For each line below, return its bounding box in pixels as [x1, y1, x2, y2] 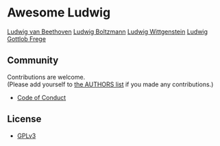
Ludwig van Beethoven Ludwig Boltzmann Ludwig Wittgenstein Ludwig [7, 27, 208, 36]
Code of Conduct [16, 93, 66, 101]
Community [7, 55, 59, 66]
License [7, 113, 42, 125]
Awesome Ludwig [7, 5, 111, 21]
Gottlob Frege [7, 34, 47, 42]
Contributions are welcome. [7, 73, 86, 81]
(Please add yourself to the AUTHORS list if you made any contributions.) [7, 80, 214, 88]
